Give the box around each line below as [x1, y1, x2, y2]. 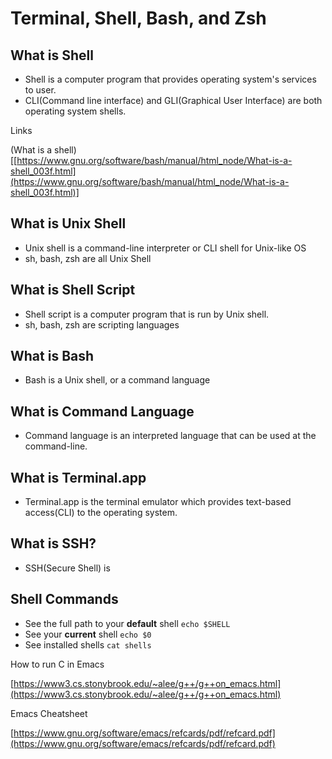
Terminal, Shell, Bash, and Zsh [10, 7, 267, 30]
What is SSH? [10, 535, 97, 552]
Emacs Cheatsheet [10, 707, 88, 719]
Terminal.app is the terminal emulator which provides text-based [24, 496, 292, 508]
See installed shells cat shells [24, 638, 152, 651]
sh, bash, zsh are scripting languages [24, 318, 180, 331]
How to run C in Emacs [10, 658, 105, 670]
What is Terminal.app [10, 469, 147, 486]
